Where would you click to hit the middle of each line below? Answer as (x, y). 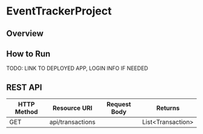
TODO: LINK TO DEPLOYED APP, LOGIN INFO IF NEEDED (77, 68)
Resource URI (72, 108)
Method (26, 112)
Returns (168, 108)
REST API (24, 87)
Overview (25, 33)
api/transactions (72, 122)
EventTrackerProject (59, 11)
